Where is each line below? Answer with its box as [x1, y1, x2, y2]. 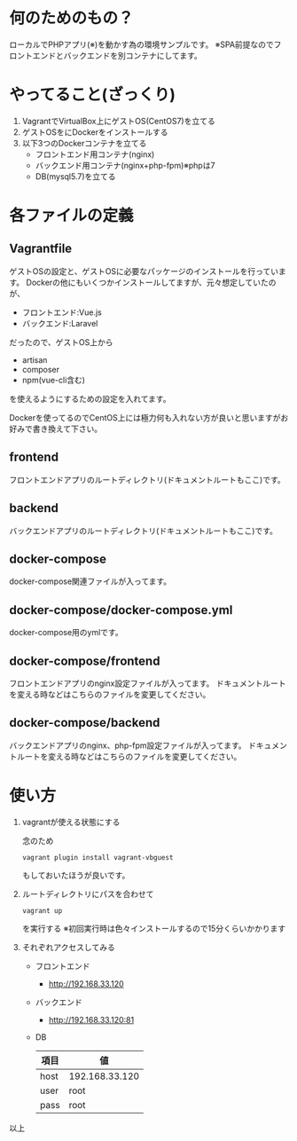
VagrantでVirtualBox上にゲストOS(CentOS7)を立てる [21, 115, 215, 126]
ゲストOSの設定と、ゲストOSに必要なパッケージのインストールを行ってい [9, 265, 279, 276]
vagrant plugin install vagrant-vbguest [21, 853, 174, 862]
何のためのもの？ [9, 8, 135, 28]
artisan [21, 354, 48, 365]
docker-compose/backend [9, 715, 160, 730]
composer [21, 364, 60, 374]
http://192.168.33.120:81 [48, 1014, 135, 1025]
